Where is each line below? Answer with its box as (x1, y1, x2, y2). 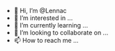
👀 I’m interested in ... (13, 14, 73, 22)
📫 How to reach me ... (13, 37, 79, 44)
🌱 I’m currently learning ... (13, 21, 89, 29)
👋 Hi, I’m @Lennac (13, 7, 68, 14)
